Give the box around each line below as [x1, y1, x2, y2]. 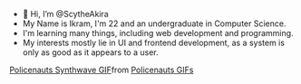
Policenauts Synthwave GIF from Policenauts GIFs [9, 64, 194, 75]
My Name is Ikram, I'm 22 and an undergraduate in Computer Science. [22, 18, 286, 29]
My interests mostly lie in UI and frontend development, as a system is [22, 37, 286, 48]
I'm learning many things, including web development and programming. [22, 28, 294, 38]
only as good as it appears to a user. [22, 47, 159, 58]
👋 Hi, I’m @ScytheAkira [22, 9, 109, 19]
